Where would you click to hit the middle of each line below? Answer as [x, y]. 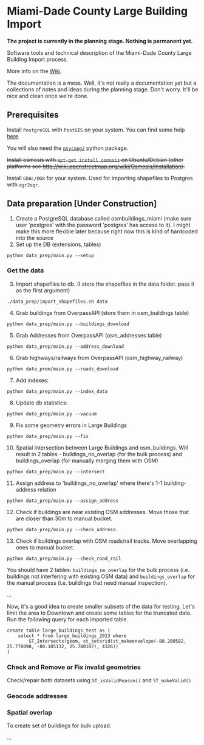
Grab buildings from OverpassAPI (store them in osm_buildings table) [102, 312]
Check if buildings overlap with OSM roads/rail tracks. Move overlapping [106, 541]
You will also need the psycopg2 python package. [68, 148]
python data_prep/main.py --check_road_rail [64, 559]
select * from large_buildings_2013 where [72, 636]
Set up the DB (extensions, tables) [58, 244]
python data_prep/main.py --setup [51, 255]
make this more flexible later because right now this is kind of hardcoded [107, 231]
